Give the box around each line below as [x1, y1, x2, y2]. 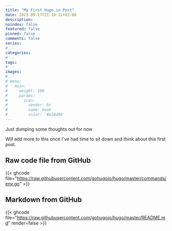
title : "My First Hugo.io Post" [5, 7, 74, 13]
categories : [5, 50, 31, 55]
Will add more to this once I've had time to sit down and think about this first [5, 136, 166, 142]
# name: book [5, 107, 52, 112]
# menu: [5, 79, 22, 84]
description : [5, 17, 33, 22]
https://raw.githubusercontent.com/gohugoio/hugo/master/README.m [16, 214, 165, 220]
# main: [5, 83, 27, 88]
